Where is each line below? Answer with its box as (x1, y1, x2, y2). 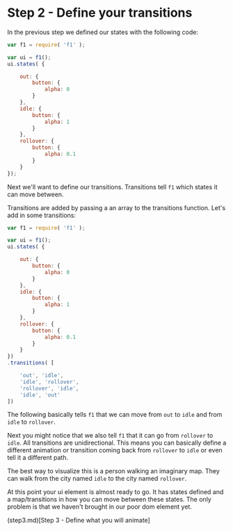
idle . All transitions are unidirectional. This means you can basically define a (7, 438, 227, 447)
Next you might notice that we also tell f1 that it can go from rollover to (7, 431, 214, 440)
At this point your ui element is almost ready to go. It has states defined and (7, 488, 224, 496)
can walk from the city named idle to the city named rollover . (7, 475, 187, 483)
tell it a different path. (7, 454, 69, 462)
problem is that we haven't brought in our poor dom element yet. (7, 502, 193, 511)
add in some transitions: (7, 211, 77, 219)
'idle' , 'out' (19, 391, 61, 398)
